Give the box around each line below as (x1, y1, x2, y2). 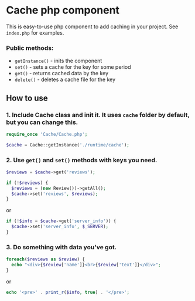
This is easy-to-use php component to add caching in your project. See (6, 23, 179, 30)
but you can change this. (6, 118, 78, 126)
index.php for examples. (6, 29, 64, 36)
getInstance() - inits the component (14, 57, 102, 65)
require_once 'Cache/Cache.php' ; (6, 131, 88, 137)
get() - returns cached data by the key (14, 70, 109, 77)
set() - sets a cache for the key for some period (14, 63, 131, 71)
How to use (6, 93, 48, 103)
